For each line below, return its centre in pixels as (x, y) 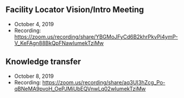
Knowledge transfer (43, 62)
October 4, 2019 (34, 24)
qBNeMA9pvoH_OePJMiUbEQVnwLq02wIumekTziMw (80, 88)
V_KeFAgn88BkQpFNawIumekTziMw (59, 43)
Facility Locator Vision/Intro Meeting (75, 10)
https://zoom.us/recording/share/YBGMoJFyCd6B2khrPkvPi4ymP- (96, 37)
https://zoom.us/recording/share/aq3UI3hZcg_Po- (104, 82)
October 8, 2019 (34, 76)
